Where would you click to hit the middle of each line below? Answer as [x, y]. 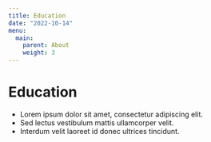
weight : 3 [39, 53]
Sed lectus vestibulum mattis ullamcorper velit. [97, 122]
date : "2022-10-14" [41, 23]
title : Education [37, 16]
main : [25, 38]
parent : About [46, 45]
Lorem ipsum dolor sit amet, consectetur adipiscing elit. [111, 114]
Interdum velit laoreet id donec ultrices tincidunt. [100, 131]
